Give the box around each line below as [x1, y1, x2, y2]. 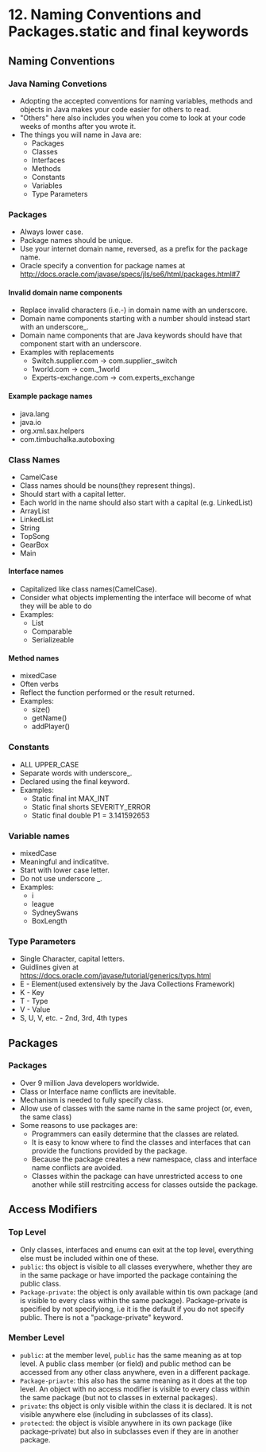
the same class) [19, 1112, 72, 1122]
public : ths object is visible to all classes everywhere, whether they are [19, 1262, 253, 1271]
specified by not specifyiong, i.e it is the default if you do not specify [19, 1304, 245, 1313]
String [19, 523, 40, 533]
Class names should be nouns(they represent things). [19, 480, 196, 490]
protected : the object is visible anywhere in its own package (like [19, 1418, 233, 1427]
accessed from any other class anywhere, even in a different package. [19, 1367, 250, 1376]
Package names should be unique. [19, 236, 133, 245]
